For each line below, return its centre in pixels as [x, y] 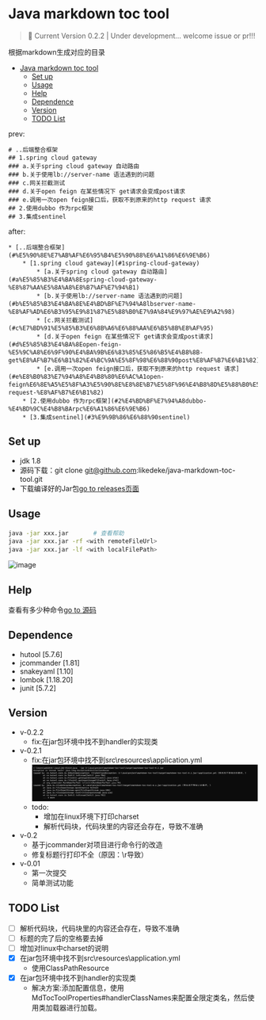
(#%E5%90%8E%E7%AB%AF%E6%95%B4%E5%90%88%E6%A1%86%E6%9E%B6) [110, 255]
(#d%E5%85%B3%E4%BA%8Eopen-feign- [65, 344]
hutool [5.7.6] [41, 654]
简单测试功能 [52, 883]
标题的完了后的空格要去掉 [61, 938]
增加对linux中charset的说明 [64, 948]
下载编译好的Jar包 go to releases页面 [80, 488]
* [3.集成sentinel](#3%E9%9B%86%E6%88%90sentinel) [106, 417]
